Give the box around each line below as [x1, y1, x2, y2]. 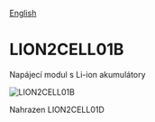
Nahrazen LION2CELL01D [9, 104, 105, 115]
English [9, 8, 37, 18]
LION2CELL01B [9, 40, 124, 60]
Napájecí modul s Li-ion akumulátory [9, 69, 146, 80]
